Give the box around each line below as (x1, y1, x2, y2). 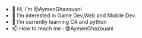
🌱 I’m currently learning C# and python (11, 18, 107, 25)
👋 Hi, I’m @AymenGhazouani (11, 6, 82, 12)
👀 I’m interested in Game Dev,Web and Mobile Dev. (11, 12, 137, 19)
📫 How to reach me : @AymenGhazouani (11, 25, 114, 32)
